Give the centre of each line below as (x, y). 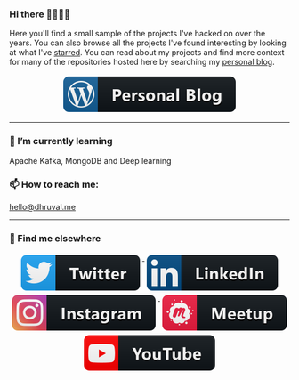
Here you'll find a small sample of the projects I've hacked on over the (137, 34)
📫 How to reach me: (54, 184)
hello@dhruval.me (43, 206)
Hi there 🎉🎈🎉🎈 (40, 14)
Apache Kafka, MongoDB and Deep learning (90, 160)
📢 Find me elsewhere (55, 238)
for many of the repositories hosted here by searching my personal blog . (142, 62)
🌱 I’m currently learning (61, 141)
